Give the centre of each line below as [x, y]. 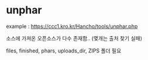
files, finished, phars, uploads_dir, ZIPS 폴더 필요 [64, 51]
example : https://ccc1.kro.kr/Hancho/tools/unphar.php [72, 26]
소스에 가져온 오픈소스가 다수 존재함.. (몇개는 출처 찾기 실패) [74, 38]
